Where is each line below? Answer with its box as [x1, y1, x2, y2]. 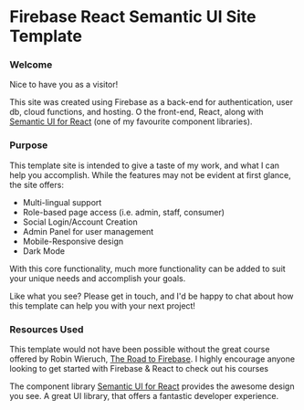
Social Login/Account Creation [22, 216, 139, 227]
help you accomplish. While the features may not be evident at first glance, [9, 169, 291, 180]
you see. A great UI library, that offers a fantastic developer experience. [9, 391, 279, 402]
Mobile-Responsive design [22, 236, 124, 247]
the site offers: [9, 179, 64, 190]
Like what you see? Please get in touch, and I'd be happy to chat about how [9, 290, 294, 301]
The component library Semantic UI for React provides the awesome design [9, 381, 295, 392]
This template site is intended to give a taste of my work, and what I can [9, 160, 280, 171]
